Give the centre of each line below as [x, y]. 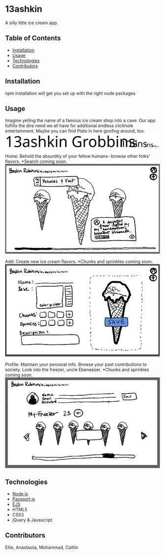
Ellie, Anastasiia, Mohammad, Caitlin [42, 547]
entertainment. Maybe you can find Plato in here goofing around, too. [75, 131]
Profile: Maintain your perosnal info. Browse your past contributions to [76, 364]
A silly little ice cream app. [32, 23]
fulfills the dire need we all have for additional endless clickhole [69, 126]
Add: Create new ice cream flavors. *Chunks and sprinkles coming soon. [79, 261]
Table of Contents [33, 38]
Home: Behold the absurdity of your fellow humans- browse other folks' [78, 156]
